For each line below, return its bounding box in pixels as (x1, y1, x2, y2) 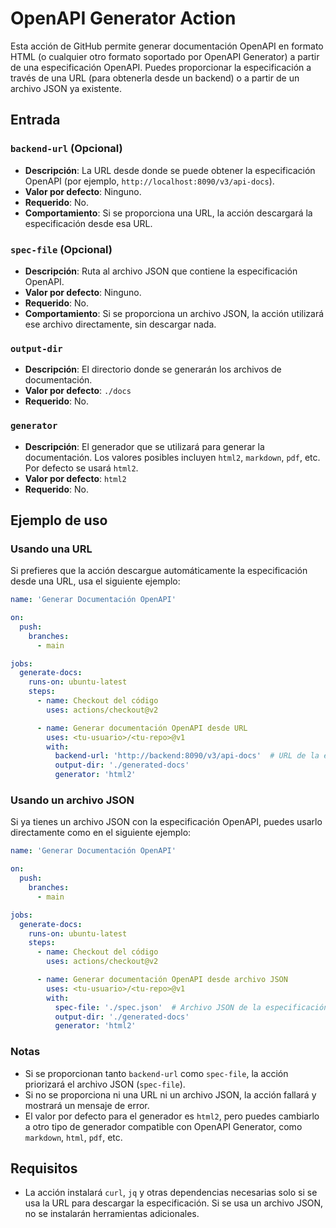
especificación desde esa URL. (24, 217, 153, 229)
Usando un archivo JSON (10, 793, 135, 807)
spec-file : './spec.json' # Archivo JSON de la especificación (54, 1002, 329, 1012)
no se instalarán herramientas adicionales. (24, 1208, 200, 1220)
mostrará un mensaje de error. (24, 1099, 150, 1111)
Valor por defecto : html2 (24, 472, 127, 484)
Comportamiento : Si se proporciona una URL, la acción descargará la (24, 207, 313, 219)
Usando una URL (10, 542, 93, 556)
